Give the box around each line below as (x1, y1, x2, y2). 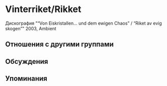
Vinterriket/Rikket (5, 4, 81, 15)
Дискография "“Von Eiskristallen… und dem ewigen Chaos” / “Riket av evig (5, 20, 162, 26)
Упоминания (5, 74, 48, 83)
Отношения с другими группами (5, 40, 114, 49)
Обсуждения (5, 57, 48, 66)
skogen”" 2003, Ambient (5, 25, 56, 31)
